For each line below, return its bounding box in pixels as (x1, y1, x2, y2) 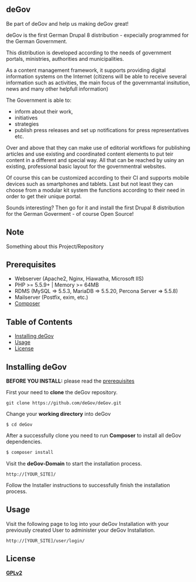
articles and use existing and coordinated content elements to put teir (6, 150, 174, 157)
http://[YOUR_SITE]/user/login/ (6, 538, 85, 543)
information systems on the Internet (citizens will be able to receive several (6, 73, 187, 80)
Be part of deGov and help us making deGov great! (6, 20, 129, 27)
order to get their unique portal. (6, 192, 82, 199)
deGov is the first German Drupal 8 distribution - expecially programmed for (6, 32, 189, 39)
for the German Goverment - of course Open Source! (6, 210, 134, 217)
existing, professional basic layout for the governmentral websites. (6, 163, 167, 170)
